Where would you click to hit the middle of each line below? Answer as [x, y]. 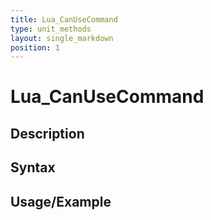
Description [47, 133]
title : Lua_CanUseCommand [64, 19]
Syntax [33, 167]
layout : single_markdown [62, 38]
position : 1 [35, 47]
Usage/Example [61, 201]
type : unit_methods [51, 29]
